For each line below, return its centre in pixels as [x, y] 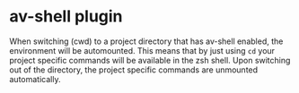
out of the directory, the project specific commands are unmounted [134, 70]
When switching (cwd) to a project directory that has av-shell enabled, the [146, 41]
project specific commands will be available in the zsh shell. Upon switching [150, 60]
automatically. [35, 79]
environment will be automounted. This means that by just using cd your [142, 50]
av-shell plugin [66, 17]
